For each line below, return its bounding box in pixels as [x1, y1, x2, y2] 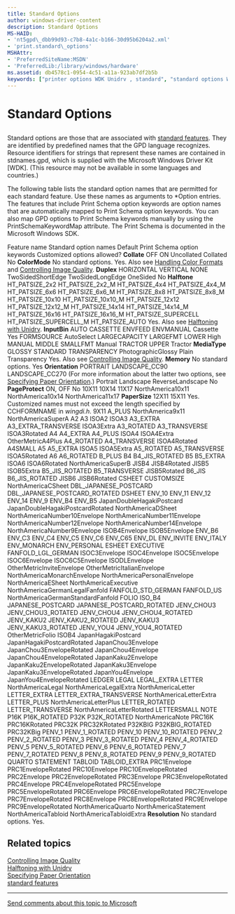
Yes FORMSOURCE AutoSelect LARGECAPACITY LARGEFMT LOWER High [7, 332, 222, 340]
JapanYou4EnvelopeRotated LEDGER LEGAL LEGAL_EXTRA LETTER [7, 675, 204, 684]
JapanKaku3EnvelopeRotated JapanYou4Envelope [7, 668, 153, 676]
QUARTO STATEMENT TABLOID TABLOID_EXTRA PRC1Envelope [7, 757, 192, 766]
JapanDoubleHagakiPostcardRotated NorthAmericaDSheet [7, 503, 177, 512]
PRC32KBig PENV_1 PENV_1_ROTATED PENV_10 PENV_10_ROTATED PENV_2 [7, 727, 223, 736]
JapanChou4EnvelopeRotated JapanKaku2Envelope [7, 653, 158, 661]
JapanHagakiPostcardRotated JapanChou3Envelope [7, 638, 159, 647]
